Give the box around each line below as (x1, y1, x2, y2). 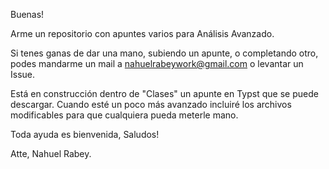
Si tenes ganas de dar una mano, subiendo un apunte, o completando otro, (10, 47, 319, 59)
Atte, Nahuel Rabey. (10, 148, 92, 159)
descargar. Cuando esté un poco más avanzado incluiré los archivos (10, 99, 292, 110)
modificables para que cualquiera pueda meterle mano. (10, 109, 239, 121)
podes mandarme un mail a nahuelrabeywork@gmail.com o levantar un (10, 58, 304, 69)
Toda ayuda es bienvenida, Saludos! (10, 129, 160, 140)
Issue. (10, 69, 36, 80)
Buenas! (10, 9, 45, 20)
